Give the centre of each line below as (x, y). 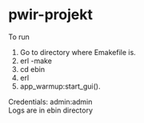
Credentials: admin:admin (50, 101)
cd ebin (32, 69)
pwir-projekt (51, 15)
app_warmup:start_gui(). (60, 86)
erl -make (36, 61)
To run (19, 37)
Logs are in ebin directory (51, 110)
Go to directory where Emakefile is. (78, 52)
